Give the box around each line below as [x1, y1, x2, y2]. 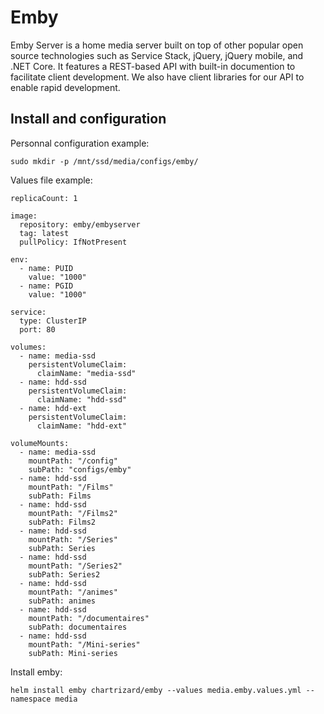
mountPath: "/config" [28, 456, 118, 466]
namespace [10, 694, 52, 704]
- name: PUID [19, 263, 74, 273]
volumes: [10, 342, 47, 352]
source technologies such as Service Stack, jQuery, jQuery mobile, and [10, 49, 304, 61]
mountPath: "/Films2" [28, 508, 118, 518]
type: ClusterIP [19, 316, 87, 326]
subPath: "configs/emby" [28, 464, 132, 475]
